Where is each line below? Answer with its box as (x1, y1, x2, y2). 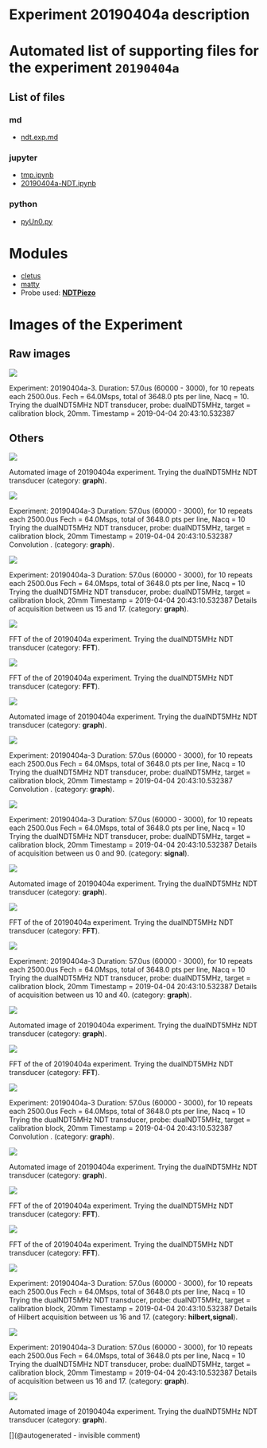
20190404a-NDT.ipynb (20, 179, 96, 188)
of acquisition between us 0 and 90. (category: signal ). (9, 848, 190, 858)
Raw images (9, 347, 71, 361)
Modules (9, 244, 68, 262)
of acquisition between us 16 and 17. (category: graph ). (9, 1376, 189, 1386)
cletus (20, 270, 41, 280)
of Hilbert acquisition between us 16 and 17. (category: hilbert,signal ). (9, 1312, 238, 1322)
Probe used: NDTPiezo (20, 288, 96, 297)
